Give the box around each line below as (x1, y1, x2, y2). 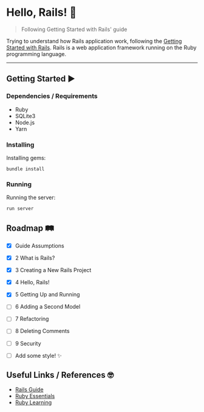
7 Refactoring (15, 315, 49, 323)
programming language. (6, 50, 67, 57)
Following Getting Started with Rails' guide (21, 26, 127, 33)
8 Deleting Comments (15, 327, 70, 335)
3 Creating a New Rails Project (15, 267, 92, 274)
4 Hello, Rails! (15, 279, 50, 286)
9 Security (15, 340, 41, 347)
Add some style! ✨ (15, 352, 62, 359)
